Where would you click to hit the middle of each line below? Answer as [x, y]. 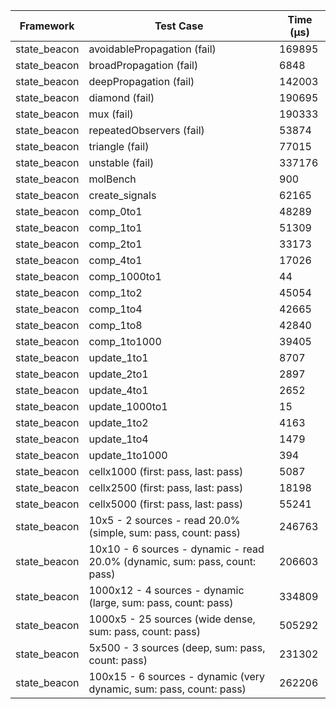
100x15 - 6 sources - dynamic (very [176, 676]
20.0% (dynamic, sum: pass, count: [172, 561]
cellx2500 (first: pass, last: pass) [166, 487]
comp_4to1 [115, 260]
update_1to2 [118, 422]
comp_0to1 [115, 211]
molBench [112, 179]
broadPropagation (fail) [143, 65]
